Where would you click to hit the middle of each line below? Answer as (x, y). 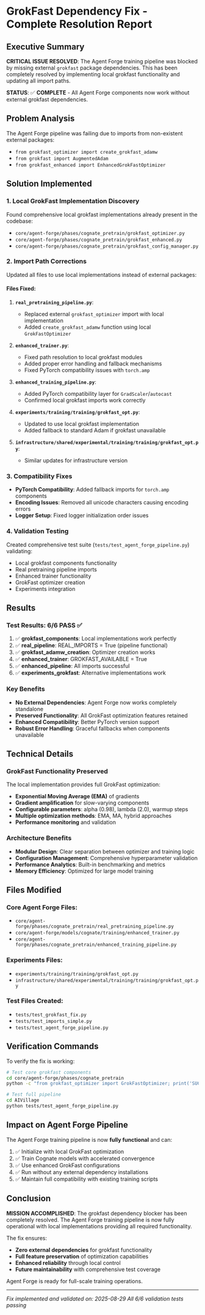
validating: (19, 551)
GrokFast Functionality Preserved (57, 771)
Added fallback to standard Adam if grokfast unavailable (95, 430)
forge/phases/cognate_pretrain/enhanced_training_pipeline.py (96, 945)
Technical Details (40, 754)
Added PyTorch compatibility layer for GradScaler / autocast (98, 394)
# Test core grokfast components (49, 1072)
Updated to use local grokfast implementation (81, 424)
